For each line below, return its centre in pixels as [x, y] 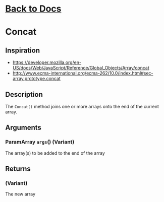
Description [24, 94]
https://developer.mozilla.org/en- [47, 62]
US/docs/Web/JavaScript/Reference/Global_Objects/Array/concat [81, 68]
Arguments [23, 128]
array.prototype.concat [36, 79]
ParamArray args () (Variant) [40, 142]
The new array [20, 194]
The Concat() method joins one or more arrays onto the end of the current [82, 107]
